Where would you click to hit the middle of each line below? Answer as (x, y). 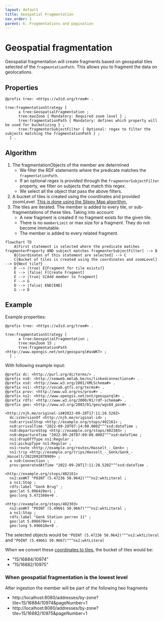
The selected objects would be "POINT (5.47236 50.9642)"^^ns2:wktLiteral (82, 535)
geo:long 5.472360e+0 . (34, 495)
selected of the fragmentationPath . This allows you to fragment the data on (81, 67)
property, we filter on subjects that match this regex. (73, 186)
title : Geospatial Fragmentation (39, 14)
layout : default (22, 10)
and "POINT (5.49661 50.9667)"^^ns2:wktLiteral (55, 540)
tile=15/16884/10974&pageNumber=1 (50, 603)
